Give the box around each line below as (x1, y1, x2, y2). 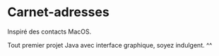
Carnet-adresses (7, 4, 109, 20)
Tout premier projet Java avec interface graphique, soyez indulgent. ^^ (7, 41, 213, 49)
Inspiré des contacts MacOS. (7, 27, 92, 36)
